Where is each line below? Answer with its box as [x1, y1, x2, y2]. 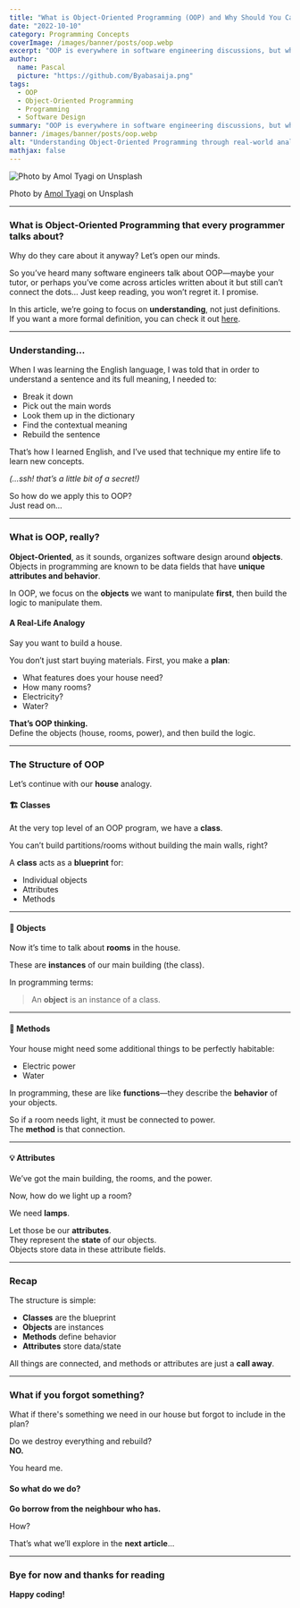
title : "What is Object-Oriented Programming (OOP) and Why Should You [9, 13, 281, 22]
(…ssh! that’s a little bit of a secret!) [9, 473, 140, 484]
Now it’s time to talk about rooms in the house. [9, 943, 181, 953]
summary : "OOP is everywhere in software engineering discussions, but [9, 122, 281, 131]
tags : [9, 80, 29, 89]
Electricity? [21, 690, 64, 702]
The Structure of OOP [9, 757, 105, 770]
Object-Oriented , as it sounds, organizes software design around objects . [9, 551, 283, 562]
